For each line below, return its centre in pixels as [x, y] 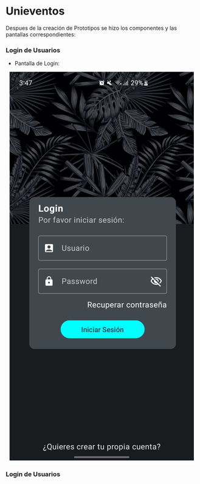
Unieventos [35, 11]
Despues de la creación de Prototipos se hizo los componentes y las [91, 28]
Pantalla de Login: [37, 63]
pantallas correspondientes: [41, 34]
